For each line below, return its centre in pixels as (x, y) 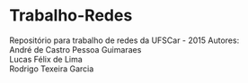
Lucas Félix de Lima (46, 59)
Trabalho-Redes (71, 16)
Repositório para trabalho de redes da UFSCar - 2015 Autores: (124, 40)
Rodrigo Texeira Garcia (52, 69)
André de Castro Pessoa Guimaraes (75, 49)
